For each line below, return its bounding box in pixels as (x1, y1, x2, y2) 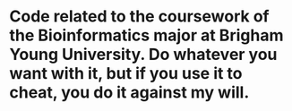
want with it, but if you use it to (9, 64, 244, 84)
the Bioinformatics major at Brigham (9, 25, 284, 46)
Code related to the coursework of (9, 6, 270, 27)
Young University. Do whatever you (9, 45, 278, 64)
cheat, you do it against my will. (9, 82, 250, 103)
